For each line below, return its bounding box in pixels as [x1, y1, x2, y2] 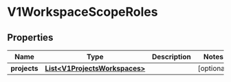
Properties [7, 32, 54, 43]
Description [152, 52, 191, 61]
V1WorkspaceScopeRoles [7, 4, 158, 20]
